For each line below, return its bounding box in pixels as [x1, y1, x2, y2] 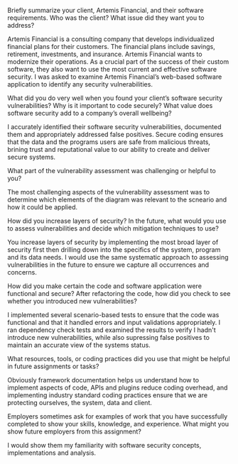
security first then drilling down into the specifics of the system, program [7, 245, 221, 254]
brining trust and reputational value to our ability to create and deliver [7, 145, 210, 153]
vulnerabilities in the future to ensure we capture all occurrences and [7, 260, 210, 269]
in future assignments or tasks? [7, 362, 99, 370]
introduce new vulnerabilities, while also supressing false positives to [7, 333, 210, 341]
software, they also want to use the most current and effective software [7, 65, 217, 73]
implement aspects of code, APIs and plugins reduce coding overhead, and [7, 383, 228, 392]
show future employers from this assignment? [7, 427, 142, 436]
